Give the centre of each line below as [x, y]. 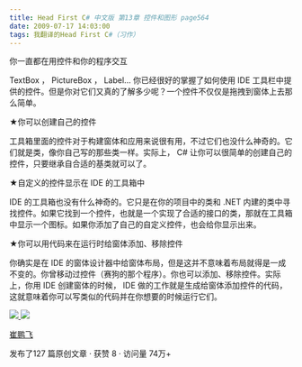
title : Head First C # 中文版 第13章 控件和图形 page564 [109, 18]
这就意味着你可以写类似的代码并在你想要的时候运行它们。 [115, 297]
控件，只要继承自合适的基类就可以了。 [80, 164]
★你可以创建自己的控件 [53, 122]
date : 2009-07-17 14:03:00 [60, 26]
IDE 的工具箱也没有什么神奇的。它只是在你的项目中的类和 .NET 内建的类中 [146, 202]
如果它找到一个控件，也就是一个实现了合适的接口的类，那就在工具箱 [166, 214]
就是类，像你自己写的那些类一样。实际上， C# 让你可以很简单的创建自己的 [154, 152]
